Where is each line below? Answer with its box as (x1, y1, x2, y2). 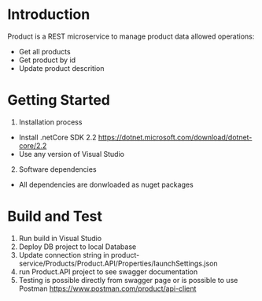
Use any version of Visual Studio (18, 149, 125, 158)
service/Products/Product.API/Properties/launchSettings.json (18, 258, 218, 268)
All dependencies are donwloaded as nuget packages (18, 180, 194, 189)
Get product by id (18, 55, 76, 65)
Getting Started (7, 91, 111, 110)
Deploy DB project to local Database (18, 242, 137, 251)
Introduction (7, 6, 90, 24)
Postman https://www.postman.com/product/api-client (18, 284, 197, 293)
